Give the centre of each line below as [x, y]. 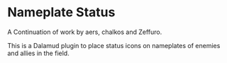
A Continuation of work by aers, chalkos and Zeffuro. [85, 32]
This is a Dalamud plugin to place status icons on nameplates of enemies [114, 45]
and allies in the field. [38, 53]
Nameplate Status [61, 12]
